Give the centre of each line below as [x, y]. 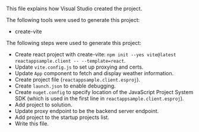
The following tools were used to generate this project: [73, 20]
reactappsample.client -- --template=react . [70, 61]
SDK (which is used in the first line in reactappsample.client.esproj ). [99, 98]
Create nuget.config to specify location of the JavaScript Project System [104, 92]
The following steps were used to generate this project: [74, 43]
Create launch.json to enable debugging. [65, 86]
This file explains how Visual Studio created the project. [74, 9]
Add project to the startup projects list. [62, 117]
